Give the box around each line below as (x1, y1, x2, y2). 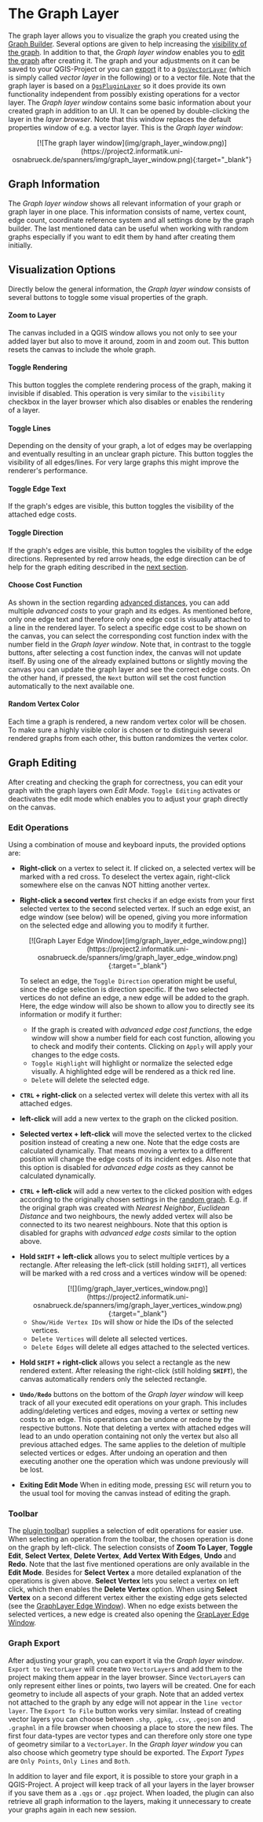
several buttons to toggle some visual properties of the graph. (8, 292, 208, 302)
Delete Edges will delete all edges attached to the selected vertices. (31, 1342, 250, 1352)
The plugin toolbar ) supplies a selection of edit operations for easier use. (8, 1526, 243, 1535)
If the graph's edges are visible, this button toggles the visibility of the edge (8, 545, 253, 555)
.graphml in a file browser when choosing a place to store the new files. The (8, 1722, 254, 1732)
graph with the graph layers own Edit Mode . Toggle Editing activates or (8, 785, 241, 795)
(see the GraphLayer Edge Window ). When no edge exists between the (8, 1602, 238, 1611)
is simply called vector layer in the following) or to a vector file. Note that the (8, 72, 255, 82)
